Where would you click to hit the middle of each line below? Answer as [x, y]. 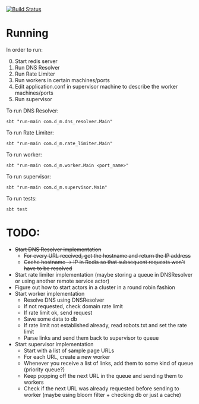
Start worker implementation [50, 293]
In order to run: [24, 49]
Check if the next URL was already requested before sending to [101, 388]
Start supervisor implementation [54, 344]
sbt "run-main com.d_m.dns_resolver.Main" [59, 121]
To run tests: [21, 198]
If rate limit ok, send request [58, 312]
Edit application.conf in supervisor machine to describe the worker [96, 86]
